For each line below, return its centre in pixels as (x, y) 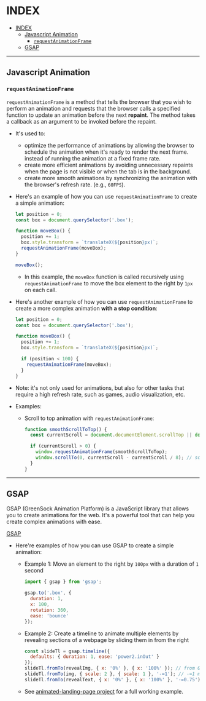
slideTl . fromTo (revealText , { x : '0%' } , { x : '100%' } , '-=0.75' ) (112, 679)
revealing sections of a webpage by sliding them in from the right (106, 640)
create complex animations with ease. (54, 522)
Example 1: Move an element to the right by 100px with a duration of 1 (112, 564)
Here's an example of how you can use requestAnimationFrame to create (106, 196)
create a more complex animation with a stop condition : (86, 308)
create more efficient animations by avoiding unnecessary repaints (109, 165)
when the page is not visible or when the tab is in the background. (108, 171)
